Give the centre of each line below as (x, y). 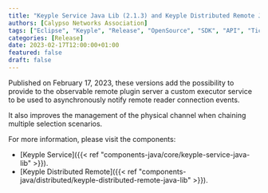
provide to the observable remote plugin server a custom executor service (130, 91)
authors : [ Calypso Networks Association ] (78, 23)
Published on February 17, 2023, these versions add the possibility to (121, 83)
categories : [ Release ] (46, 38)
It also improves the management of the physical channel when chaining (127, 115)
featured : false (35, 53)
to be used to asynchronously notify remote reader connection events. (124, 100)
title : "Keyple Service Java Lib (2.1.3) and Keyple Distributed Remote (132, 16)
